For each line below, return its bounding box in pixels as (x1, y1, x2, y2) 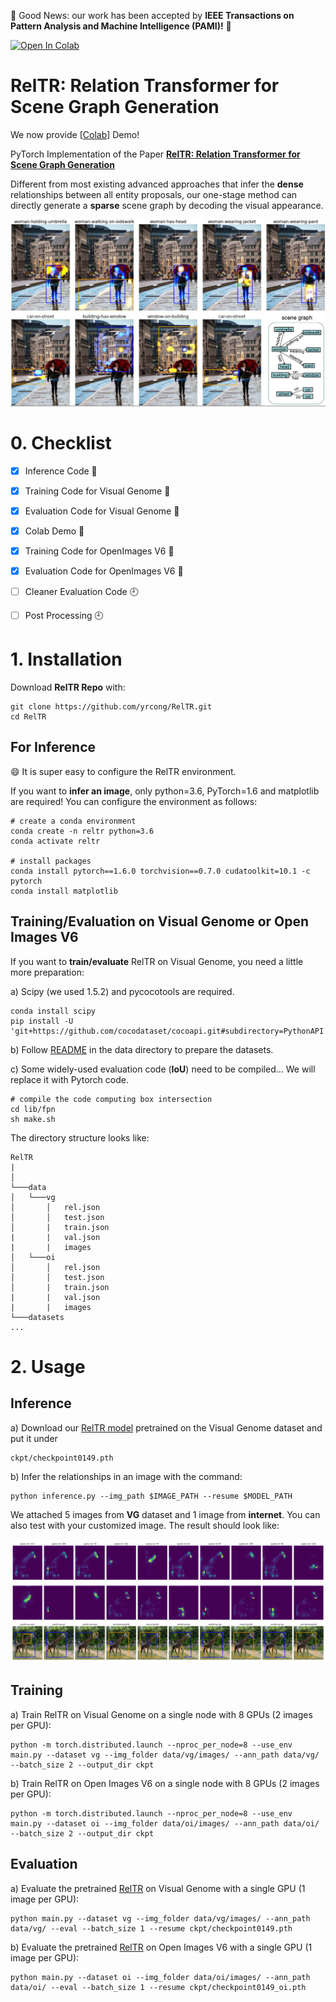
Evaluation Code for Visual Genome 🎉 (24, 505, 180, 517)
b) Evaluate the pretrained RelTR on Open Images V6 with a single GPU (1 (10, 1941, 313, 1953)
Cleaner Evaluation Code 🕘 (24, 586, 139, 597)
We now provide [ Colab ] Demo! (10, 128, 140, 140)
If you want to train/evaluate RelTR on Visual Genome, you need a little (10, 955, 304, 967)
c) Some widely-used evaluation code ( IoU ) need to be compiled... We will (10, 1063, 316, 1075)
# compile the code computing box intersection (10, 1094, 213, 1104)
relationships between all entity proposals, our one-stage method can (10, 188, 298, 200)
